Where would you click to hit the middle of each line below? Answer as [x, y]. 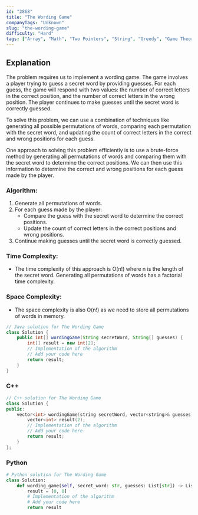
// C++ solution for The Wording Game [54, 398]
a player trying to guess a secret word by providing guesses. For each [91, 83]
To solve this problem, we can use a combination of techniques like [88, 120]
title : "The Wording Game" [39, 17]
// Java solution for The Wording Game [55, 327]
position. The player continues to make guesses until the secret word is [93, 102]
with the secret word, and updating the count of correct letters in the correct [99, 132]
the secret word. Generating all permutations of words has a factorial [98, 275]
